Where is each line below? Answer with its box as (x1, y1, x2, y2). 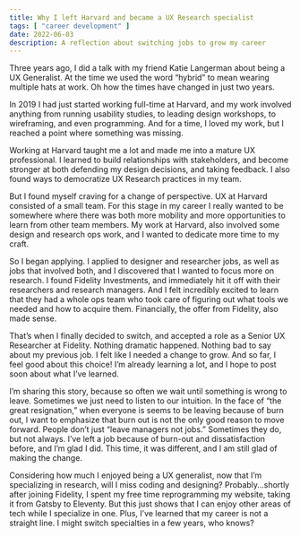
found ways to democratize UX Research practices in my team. (9, 174, 242, 185)
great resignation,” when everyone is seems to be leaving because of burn (9, 405, 285, 416)
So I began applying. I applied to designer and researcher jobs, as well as (9, 256, 279, 267)
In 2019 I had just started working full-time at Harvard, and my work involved (9, 100, 292, 110)
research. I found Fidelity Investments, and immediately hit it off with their (9, 275, 280, 286)
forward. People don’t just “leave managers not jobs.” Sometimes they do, (9, 424, 282, 435)
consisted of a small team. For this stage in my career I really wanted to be (9, 201, 284, 212)
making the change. (9, 453, 83, 463)
